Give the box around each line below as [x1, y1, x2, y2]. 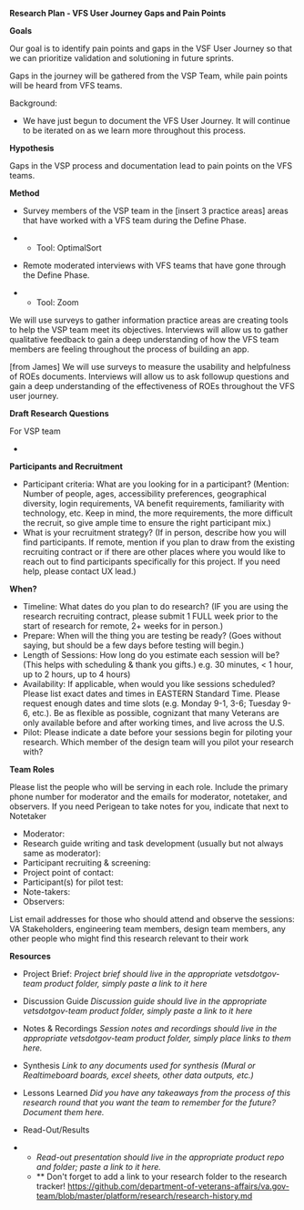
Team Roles [9, 764, 55, 774]
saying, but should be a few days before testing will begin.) [22, 640, 244, 651]
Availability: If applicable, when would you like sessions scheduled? [22, 679, 276, 689]
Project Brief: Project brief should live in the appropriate [22, 969, 233, 979]
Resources [9, 951, 52, 961]
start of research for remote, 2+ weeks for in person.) [22, 620, 224, 631]
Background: [9, 97, 57, 108]
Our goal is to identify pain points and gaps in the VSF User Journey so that [9, 43, 293, 54]
